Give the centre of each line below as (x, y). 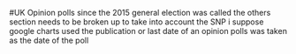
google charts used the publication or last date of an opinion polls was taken (148, 31)
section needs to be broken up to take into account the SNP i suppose (137, 22)
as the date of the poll (49, 40)
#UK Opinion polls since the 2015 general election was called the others (140, 13)
